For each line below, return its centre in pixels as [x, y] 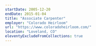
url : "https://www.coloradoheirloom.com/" [48, 27]
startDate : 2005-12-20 [28, 9]
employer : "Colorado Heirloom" [36, 23]
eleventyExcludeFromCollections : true [44, 36]
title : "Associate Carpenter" [35, 18]
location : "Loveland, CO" [31, 32]
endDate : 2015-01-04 [26, 14]
